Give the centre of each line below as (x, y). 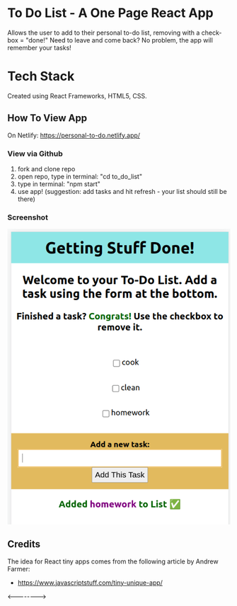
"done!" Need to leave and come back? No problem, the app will (120, 40)
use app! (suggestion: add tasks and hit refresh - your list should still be (122, 191)
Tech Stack (41, 76)
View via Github (35, 154)
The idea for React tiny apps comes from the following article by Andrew (113, 561)
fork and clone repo (46, 168)
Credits (24, 544)
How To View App (47, 118)
